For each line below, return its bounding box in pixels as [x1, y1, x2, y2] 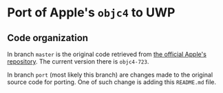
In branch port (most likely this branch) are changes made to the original [7, 70, 213, 79]
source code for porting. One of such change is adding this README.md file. [7, 78, 217, 86]
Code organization [7, 32, 88, 44]
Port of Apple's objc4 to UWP [7, 5, 176, 21]
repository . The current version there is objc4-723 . [7, 57, 149, 66]
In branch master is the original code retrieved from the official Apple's [7, 50, 206, 58]
